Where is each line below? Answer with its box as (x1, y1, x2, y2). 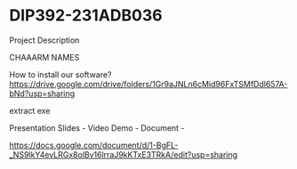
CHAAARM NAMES (9, 52, 80, 62)
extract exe (9, 105, 51, 116)
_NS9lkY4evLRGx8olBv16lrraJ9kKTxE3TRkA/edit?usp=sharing (9, 149, 238, 160)
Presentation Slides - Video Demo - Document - (9, 122, 185, 133)
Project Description (9, 35, 80, 45)
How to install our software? (9, 68, 112, 80)
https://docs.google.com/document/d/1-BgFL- (9, 140, 179, 150)
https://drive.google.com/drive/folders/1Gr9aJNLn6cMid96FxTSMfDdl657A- (9, 78, 288, 89)
